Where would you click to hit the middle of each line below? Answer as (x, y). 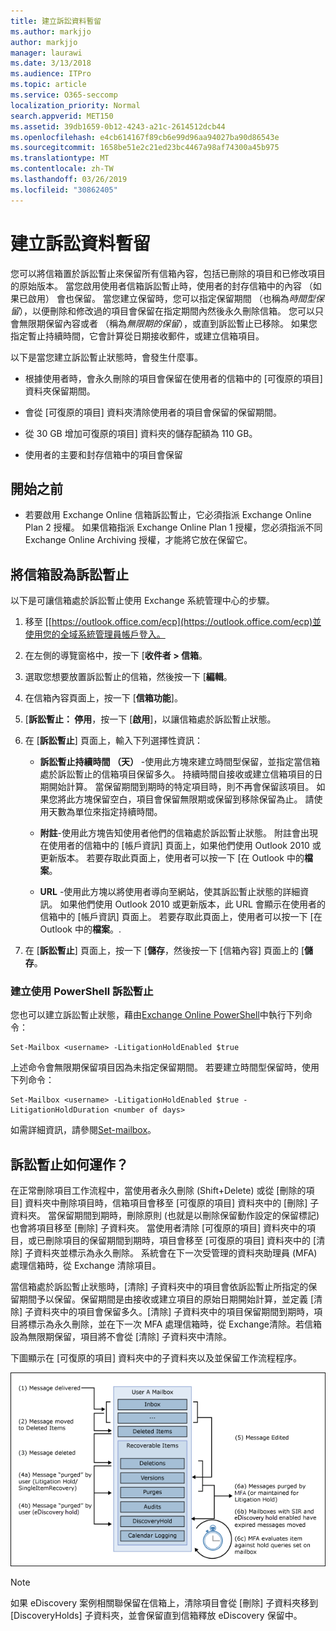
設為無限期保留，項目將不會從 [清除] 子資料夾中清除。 (121, 1337)
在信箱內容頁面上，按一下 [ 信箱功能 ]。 (103, 698)
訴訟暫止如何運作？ (69, 1164)
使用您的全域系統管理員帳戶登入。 (95, 634)
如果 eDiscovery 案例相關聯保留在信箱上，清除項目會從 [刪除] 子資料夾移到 (164, 1603)
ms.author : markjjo (51, 31)
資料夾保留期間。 (60, 391)
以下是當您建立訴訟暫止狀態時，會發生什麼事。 (106, 357)
